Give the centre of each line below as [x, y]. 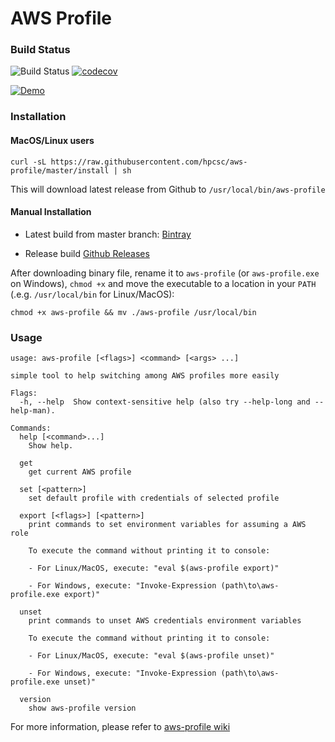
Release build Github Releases [87, 253]
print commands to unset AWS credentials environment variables [165, 621]
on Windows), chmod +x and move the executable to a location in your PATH [163, 283]
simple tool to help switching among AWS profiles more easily [145, 376]
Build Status [40, 50]
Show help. [51, 446]
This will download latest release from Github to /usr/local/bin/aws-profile [168, 189]
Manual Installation [51, 212]
